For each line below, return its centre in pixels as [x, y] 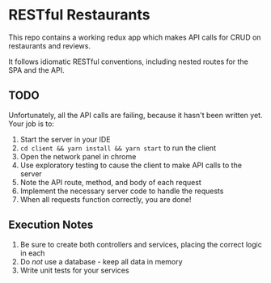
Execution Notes [51, 225]
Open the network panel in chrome [78, 156]
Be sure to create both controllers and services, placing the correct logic [141, 244]
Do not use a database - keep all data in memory [102, 261]
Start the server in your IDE [65, 139]
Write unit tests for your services [74, 270]
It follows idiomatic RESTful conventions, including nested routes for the [128, 61]
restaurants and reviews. [50, 45]
